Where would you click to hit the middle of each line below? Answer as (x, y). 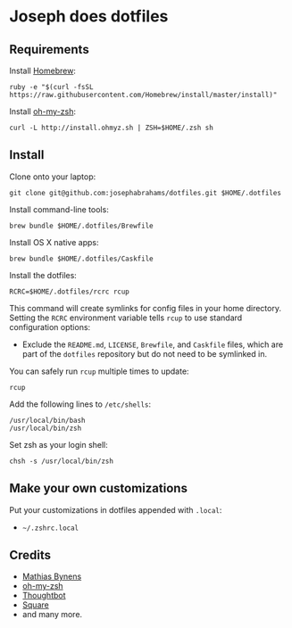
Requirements (49, 50)
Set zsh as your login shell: (59, 444)
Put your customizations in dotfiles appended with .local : (116, 509)
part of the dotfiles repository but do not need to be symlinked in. (145, 353)
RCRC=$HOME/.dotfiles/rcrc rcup (69, 292)
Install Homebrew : (42, 70)
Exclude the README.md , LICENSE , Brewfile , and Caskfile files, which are (153, 344)
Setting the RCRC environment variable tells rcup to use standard (126, 318)
